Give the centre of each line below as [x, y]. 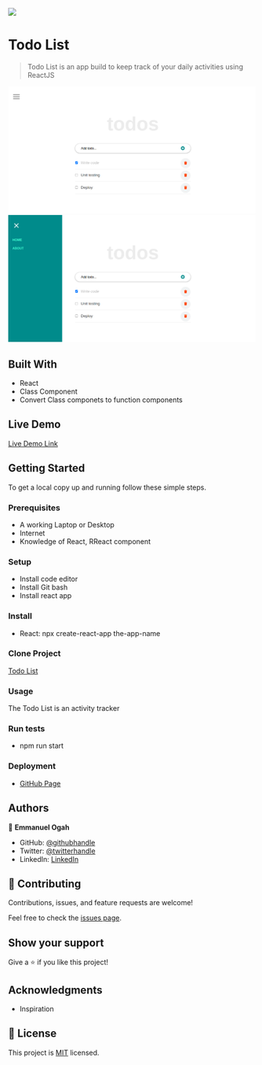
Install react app [45, 596]
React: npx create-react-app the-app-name [90, 633]
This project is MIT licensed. [54, 1052]
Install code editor [49, 579]
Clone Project [35, 653]
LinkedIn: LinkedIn [49, 859]
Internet [32, 533]
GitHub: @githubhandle [57, 842]
